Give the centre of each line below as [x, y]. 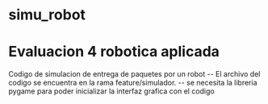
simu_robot [47, 15]
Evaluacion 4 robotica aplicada [114, 52]
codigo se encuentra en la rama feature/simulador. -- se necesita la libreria [133, 83]
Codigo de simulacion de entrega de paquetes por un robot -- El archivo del [134, 74]
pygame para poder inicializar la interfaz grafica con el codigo [112, 91]
